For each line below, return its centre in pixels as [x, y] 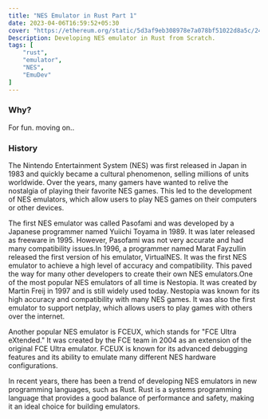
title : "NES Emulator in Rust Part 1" [73, 16]
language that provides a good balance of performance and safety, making [131, 398]
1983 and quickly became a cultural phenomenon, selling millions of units [129, 174]
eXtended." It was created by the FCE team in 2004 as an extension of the [130, 340]
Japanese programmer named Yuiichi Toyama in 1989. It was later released [132, 232]
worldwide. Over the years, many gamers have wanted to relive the [118, 182]
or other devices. [36, 208]
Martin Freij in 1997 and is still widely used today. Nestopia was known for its [134, 291]
